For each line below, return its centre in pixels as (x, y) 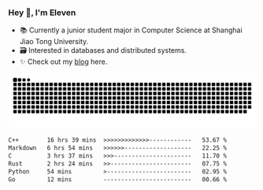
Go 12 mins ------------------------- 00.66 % (117, 180)
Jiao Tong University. (54, 42)
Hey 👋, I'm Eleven (42, 13)
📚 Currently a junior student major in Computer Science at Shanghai (131, 30)
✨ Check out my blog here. (63, 61)
